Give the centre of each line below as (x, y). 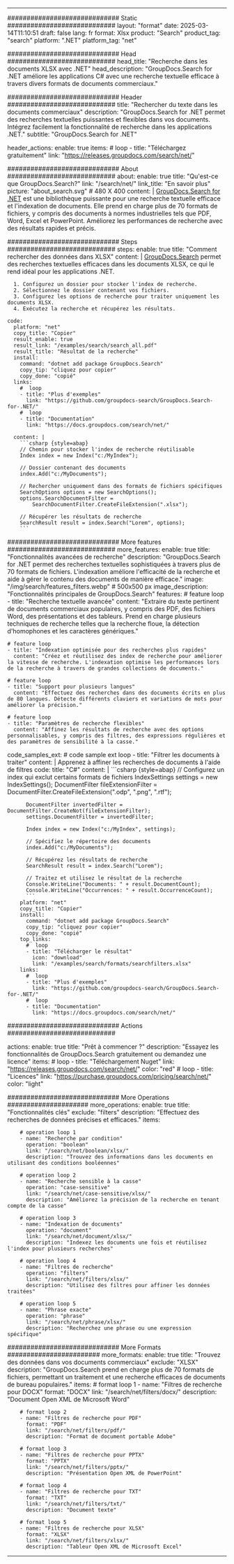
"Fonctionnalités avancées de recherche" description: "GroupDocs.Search (114, 557)
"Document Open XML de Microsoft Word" (69, 1399)
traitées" (22, 1291)
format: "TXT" (46, 1498)
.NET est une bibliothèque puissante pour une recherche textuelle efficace (114, 199)
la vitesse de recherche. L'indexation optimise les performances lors (113, 662)
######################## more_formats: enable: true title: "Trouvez (114, 1355)
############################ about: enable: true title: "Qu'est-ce (113, 176)
